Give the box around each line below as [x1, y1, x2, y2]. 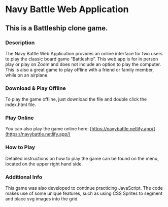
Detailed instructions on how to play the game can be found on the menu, [5, 155, 159, 161]
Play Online [5, 114, 34, 121]
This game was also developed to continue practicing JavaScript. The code [5, 185, 163, 191]
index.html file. [5, 101, 37, 108]
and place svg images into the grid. [5, 196, 79, 202]
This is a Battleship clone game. [5, 24, 108, 32]
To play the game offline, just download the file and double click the [5, 96, 147, 102]
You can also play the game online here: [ [5, 126, 92, 132]
